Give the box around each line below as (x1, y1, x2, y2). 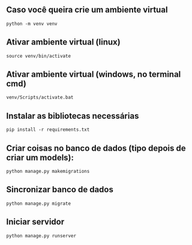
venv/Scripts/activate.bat (6, 94, 74, 101)
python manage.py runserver (6, 232, 77, 239)
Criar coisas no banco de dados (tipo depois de (6, 143, 186, 153)
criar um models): (6, 153, 74, 163)
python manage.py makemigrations (6, 168, 90, 175)
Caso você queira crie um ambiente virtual (6, 5, 168, 15)
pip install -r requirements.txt (6, 127, 90, 133)
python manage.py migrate (6, 201, 71, 207)
